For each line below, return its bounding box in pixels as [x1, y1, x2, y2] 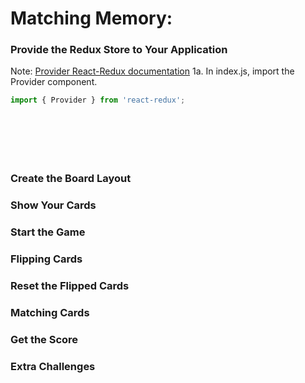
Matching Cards [10, 305, 90, 319]
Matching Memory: [10, 7, 173, 30]
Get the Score [10, 332, 79, 346]
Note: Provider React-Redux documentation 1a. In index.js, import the [10, 65, 295, 77]
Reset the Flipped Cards [10, 278, 130, 292]
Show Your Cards [10, 198, 97, 212]
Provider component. [10, 76, 98, 88]
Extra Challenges [10, 359, 96, 373]
